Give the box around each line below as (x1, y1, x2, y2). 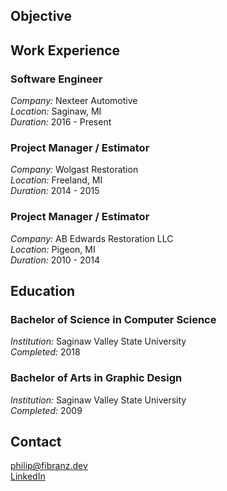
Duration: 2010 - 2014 (10, 254, 100, 266)
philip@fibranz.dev (10, 460, 88, 472)
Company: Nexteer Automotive (10, 95, 138, 107)
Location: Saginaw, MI (10, 105, 102, 118)
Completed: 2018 (10, 346, 81, 358)
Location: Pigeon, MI (10, 243, 96, 255)
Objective (10, 8, 73, 25)
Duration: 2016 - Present (10, 116, 112, 128)
